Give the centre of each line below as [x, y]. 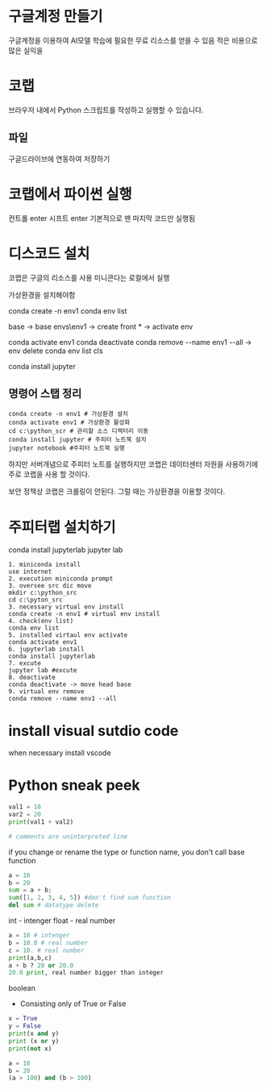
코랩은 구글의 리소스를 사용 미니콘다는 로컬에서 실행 [89, 277]
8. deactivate [32, 678]
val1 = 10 [25, 807]
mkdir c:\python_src [43, 593]
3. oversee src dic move [50, 586]
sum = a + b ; [30, 890]
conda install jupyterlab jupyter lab [66, 550]
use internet [30, 572]
